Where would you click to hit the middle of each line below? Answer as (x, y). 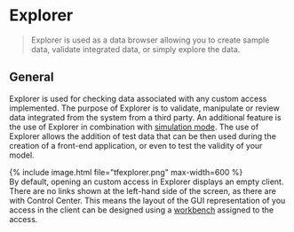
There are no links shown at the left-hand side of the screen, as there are (143, 190)
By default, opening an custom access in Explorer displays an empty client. (147, 182)
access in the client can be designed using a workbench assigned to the (141, 210)
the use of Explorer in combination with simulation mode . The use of (134, 127)
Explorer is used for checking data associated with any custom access (138, 98)
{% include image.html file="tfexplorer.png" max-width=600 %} (126, 172)
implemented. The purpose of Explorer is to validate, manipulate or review (144, 108)
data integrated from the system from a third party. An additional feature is (145, 117)
